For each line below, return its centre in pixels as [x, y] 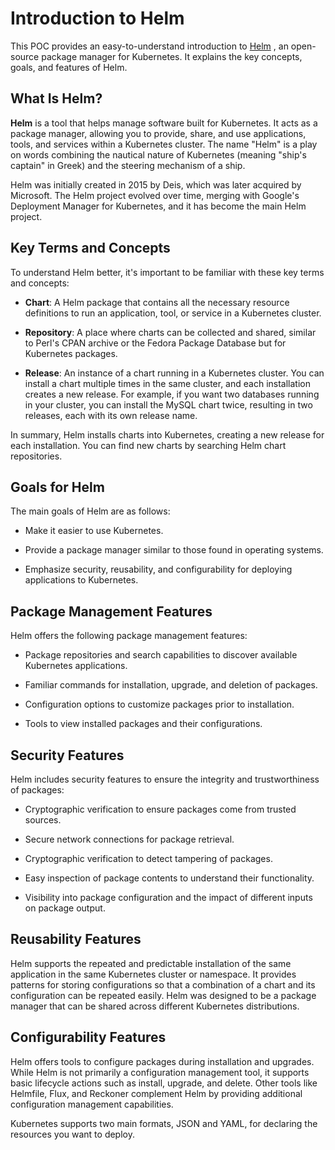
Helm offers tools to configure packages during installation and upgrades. [162, 1061]
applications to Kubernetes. [81, 580]
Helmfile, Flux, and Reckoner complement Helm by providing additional [156, 1093]
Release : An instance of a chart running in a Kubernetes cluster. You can [174, 373]
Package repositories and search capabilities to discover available [161, 655]
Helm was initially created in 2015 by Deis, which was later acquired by [156, 184]
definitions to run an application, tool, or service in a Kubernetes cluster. [173, 313]
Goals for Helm [57, 487]
